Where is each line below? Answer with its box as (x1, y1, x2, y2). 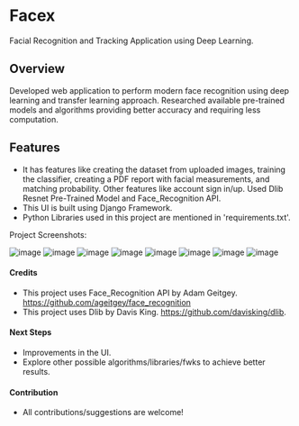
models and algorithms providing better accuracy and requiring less (9, 104, 261, 115)
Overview (9, 61, 66, 77)
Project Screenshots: (9, 229, 87, 240)
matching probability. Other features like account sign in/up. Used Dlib (22, 183, 284, 194)
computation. (9, 113, 59, 124)
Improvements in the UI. (22, 347, 112, 358)
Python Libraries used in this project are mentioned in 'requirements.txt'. (22, 212, 291, 222)
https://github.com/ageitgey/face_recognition (22, 296, 192, 307)
